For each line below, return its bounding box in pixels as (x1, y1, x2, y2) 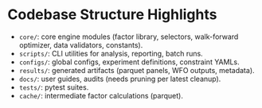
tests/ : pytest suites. (18, 82, 89, 92)
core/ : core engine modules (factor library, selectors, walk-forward (18, 32, 239, 41)
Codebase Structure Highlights (7, 6, 217, 24)
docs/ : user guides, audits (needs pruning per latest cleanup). (18, 74, 221, 83)
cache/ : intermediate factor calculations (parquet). (18, 91, 184, 100)
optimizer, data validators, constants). (18, 40, 143, 49)
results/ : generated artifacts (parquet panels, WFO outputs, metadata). (18, 65, 256, 75)
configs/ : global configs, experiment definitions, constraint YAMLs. (18, 57, 240, 67)
